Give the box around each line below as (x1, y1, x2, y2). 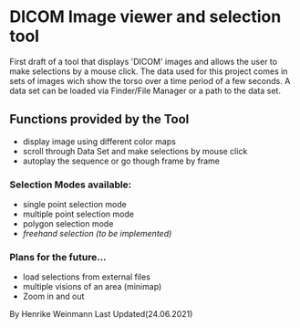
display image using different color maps (22, 135, 176, 147)
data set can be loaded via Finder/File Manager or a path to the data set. (9, 85, 281, 96)
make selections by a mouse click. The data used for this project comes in (9, 66, 288, 77)
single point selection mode (22, 199, 128, 210)
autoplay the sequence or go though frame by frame (22, 155, 221, 166)
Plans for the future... (9, 250, 107, 263)
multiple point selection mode (22, 208, 135, 220)
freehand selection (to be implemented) (22, 228, 172, 239)
